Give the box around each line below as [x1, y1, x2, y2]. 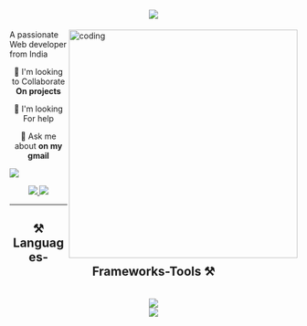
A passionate [9, 28, 59, 40]
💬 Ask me [20, 131, 57, 142]
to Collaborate [12, 76, 66, 87]
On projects [16, 85, 61, 96]
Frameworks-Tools [91, 264, 202, 279]
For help [22, 112, 55, 123]
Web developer [9, 38, 67, 49]
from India [9, 48, 48, 59]
